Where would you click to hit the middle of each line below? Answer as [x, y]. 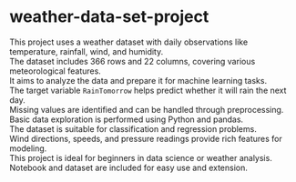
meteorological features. [56, 71]
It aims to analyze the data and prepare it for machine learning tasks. [138, 80]
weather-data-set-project [109, 17]
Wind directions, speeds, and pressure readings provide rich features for [146, 138]
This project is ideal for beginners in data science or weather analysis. [141, 157]
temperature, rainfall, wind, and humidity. [87, 51]
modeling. [28, 148]
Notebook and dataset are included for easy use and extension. [129, 167]
